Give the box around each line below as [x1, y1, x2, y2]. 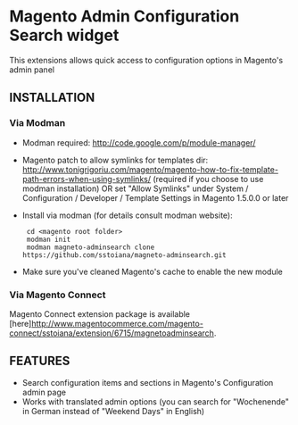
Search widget [9, 25, 120, 46]
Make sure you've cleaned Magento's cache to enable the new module [21, 266, 284, 277]
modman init [26, 235, 71, 244]
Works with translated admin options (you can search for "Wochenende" [21, 396, 290, 407]
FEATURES [9, 354, 70, 369]
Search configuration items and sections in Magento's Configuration [21, 377, 274, 387]
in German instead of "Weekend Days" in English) [21, 405, 205, 416]
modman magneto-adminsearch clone [26, 243, 155, 252]
